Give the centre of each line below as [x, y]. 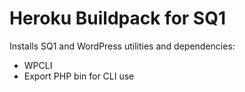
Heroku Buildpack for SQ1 [118, 18]
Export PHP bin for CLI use [79, 76]
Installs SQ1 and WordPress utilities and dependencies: [122, 46]
